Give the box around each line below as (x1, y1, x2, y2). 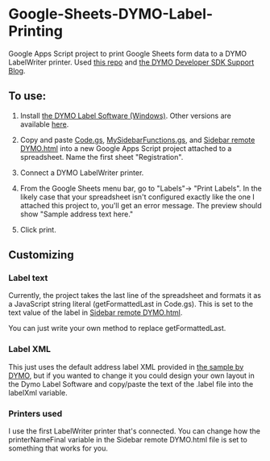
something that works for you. (8, 443, 109, 453)
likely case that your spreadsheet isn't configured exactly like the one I (19, 191, 255, 202)
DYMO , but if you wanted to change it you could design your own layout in (8, 371, 255, 380)
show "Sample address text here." (19, 209, 134, 219)
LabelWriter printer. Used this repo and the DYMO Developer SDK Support (8, 57, 255, 67)
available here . (19, 119, 69, 129)
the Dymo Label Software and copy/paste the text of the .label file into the (8, 379, 254, 388)
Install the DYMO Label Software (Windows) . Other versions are (19, 111, 232, 120)
